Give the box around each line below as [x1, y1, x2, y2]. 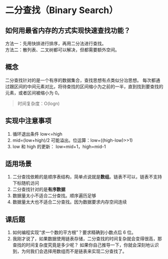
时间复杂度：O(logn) [17, 100, 60, 106]
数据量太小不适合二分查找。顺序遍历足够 [12, 193, 96, 199]
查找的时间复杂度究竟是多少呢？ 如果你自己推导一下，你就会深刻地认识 [12, 242, 159, 248]
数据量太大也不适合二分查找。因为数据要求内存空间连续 [12, 199, 127, 205]
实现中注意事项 [5, 117, 52, 125]
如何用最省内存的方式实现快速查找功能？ [5, 26, 130, 35]
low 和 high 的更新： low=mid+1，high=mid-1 [12, 143, 106, 149]
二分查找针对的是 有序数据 [12, 187, 66, 193]
